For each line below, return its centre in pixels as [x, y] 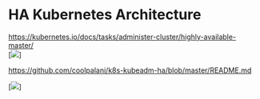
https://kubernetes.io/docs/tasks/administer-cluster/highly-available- [122, 37]
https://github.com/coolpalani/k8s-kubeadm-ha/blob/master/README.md [130, 70]
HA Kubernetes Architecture [105, 15]
